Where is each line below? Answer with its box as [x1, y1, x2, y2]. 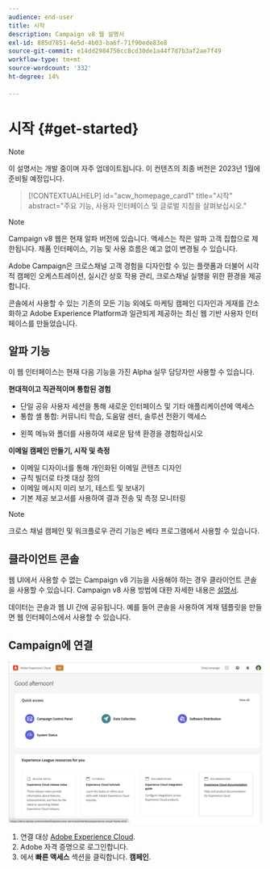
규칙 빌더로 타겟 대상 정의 [19, 473, 101, 483]
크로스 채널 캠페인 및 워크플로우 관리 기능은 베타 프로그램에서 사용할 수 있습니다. [8, 526, 260, 536]
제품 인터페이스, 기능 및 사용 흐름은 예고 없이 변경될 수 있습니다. [38, 243, 238, 254]
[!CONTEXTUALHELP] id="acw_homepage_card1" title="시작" [27, 191, 233, 200]
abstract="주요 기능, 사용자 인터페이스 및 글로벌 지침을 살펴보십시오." [27, 200, 247, 210]
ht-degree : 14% [8, 73, 60, 81]
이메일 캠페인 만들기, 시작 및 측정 [8, 446, 110, 455]
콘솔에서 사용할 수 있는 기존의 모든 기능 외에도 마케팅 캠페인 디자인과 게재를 [8, 298, 245, 308]
